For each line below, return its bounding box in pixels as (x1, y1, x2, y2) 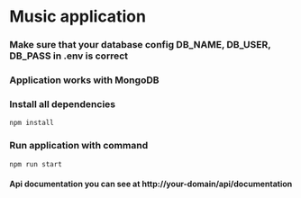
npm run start (9, 159, 63, 168)
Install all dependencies (9, 97, 115, 110)
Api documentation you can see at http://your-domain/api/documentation (9, 178, 293, 190)
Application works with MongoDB (9, 74, 160, 86)
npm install (9, 119, 54, 128)
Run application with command (9, 139, 149, 152)
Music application (9, 6, 147, 27)
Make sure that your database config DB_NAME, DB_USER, (9, 39, 271, 51)
